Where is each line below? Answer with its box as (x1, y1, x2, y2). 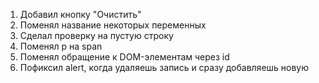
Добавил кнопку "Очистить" (19, 9, 142, 20)
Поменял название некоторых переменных (19, 19, 207, 31)
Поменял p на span (19, 40, 103, 52)
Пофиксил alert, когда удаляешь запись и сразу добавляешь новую (19, 62, 310, 73)
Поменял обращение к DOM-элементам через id (19, 51, 230, 63)
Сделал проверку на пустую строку (19, 30, 174, 41)
